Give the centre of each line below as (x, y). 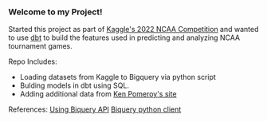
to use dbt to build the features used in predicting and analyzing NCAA (124, 37)
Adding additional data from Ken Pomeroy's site (98, 94)
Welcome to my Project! (55, 12)
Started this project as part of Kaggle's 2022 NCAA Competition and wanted (133, 30)
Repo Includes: (33, 61)
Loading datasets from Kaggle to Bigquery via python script (118, 77)
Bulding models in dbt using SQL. (75, 85)
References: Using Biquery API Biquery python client (95, 109)
